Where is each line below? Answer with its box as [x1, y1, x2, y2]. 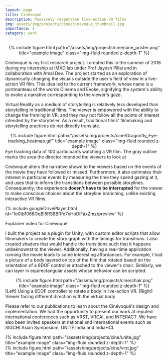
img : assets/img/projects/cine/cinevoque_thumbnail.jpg [5, 21, 124, 27]
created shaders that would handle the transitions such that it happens [5, 241, 151, 247]
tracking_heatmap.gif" [8, 138, 54, 144]
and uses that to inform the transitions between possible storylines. [5, 179, 144, 186]
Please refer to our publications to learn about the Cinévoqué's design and [5, 303, 159, 309]
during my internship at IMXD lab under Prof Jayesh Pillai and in [5, 65, 137, 71]
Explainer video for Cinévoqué [5, 221, 68, 226]
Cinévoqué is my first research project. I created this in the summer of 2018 [5, 60, 161, 65]
